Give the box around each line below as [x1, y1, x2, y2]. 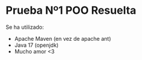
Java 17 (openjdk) [14, 41, 59, 49]
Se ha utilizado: [5, 23, 44, 31]
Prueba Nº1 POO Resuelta [5, 4, 137, 17]
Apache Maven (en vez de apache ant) [14, 35, 111, 42]
